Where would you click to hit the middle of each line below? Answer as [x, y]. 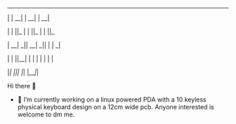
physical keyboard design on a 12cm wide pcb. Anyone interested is [116, 107]
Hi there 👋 [22, 86]
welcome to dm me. [46, 114]
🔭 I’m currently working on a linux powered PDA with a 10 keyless [112, 99]
